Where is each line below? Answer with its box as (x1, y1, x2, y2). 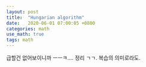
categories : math (6, 25, 50, 32)
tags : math (6, 37, 34, 43)
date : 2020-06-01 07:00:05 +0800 (6, 20, 96, 26)
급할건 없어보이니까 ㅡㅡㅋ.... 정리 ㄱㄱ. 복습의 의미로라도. (6, 54, 141, 61)
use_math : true (6, 31, 44, 37)
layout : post (6, 8, 39, 15)
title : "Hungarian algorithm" (6, 14, 85, 21)
